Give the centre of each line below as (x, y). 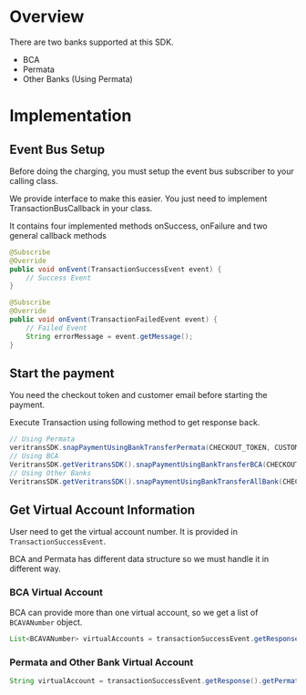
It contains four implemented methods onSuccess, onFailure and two (138, 226)
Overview (47, 17)
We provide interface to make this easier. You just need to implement (138, 199)
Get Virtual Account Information (102, 511)
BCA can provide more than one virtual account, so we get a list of (134, 612)
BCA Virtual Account (56, 592)
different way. (35, 569)
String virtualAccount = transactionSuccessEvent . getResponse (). (136, 680)
